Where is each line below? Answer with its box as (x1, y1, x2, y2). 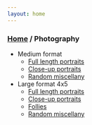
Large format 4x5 (17, 79, 68, 88)
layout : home (7, 10, 46, 18)
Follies (27, 102, 47, 110)
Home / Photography (7, 33, 80, 43)
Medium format (17, 49, 63, 58)
